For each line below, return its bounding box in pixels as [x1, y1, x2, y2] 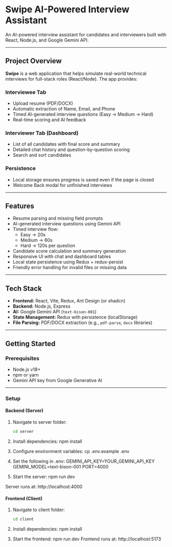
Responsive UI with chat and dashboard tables [12, 253, 111, 260]
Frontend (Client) [5, 495, 42, 501]
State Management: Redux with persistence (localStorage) [12, 314, 138, 320]
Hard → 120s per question [20, 242, 76, 249]
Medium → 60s [20, 237, 53, 243]
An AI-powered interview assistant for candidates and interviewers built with [5, 31, 167, 37]
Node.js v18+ [12, 366, 41, 372]
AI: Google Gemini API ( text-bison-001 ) [12, 309, 97, 315]
